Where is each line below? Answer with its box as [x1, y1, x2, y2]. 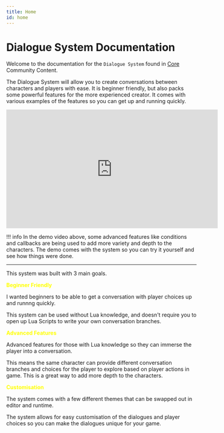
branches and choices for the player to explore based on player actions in [6, 365, 190, 373]
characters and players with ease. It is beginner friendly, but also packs [6, 85, 184, 92]
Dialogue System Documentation [6, 40, 176, 54]
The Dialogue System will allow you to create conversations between [6, 78, 178, 86]
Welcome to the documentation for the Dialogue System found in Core [6, 60, 180, 68]
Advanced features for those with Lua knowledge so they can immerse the [6, 341, 192, 349]
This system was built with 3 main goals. [6, 270, 107, 277]
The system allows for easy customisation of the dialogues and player [6, 414, 180, 421]
